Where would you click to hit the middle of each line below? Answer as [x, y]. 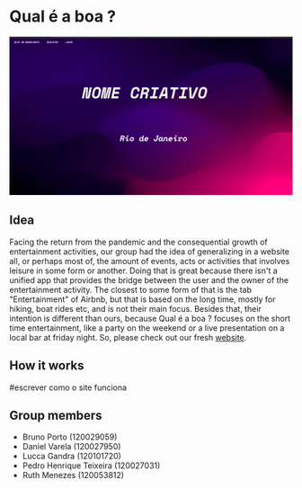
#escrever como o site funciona [68, 387]
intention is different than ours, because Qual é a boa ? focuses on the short [150, 318]
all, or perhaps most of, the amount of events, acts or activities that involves [150, 261]
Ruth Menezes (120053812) [73, 475]
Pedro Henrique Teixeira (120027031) [91, 466]
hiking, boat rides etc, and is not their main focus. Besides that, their [136, 308]
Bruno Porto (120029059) [70, 437]
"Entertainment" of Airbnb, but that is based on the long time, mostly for [142, 299]
